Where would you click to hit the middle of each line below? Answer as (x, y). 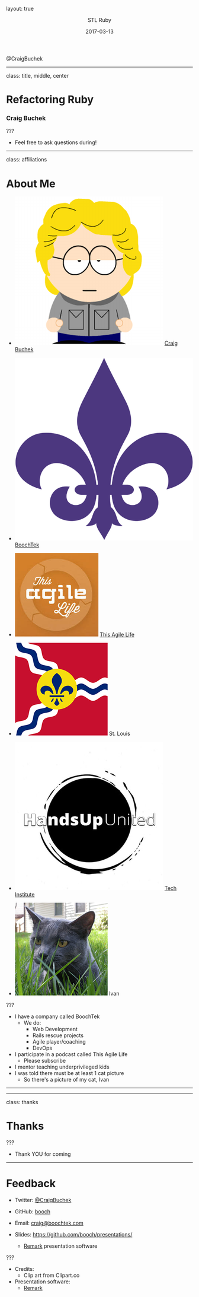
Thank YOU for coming (43, 1154)
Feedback (31, 1184)
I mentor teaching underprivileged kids (62, 1067)
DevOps (42, 1048)
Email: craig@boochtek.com (49, 1223)
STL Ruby (99, 20)
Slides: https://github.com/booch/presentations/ (73, 1234)
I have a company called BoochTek (57, 1016)
